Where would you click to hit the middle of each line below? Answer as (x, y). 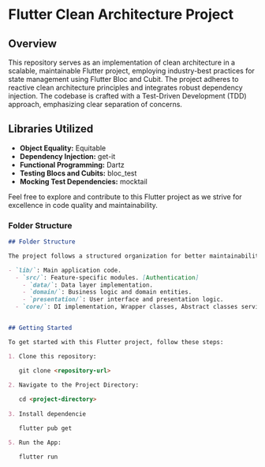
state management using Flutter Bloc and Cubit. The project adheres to (123, 79)
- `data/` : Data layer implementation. (88, 285)
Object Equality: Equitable (63, 148)
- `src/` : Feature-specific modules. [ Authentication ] (107, 277)
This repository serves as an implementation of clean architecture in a (121, 62)
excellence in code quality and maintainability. (83, 205)
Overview (33, 44)
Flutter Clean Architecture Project (121, 15)
